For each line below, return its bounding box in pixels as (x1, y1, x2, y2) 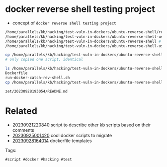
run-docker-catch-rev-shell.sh (5, 75, 70, 80)
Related (5, 105, 37, 116)
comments (12, 127, 34, 133)
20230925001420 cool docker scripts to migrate (12, 132, 112, 138)
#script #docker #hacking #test (5, 157, 72, 162)
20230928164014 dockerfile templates (12, 138, 92, 144)
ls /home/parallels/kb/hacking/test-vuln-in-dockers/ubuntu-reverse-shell (5, 66, 164, 71)
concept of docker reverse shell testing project (12, 20, 116, 26)
